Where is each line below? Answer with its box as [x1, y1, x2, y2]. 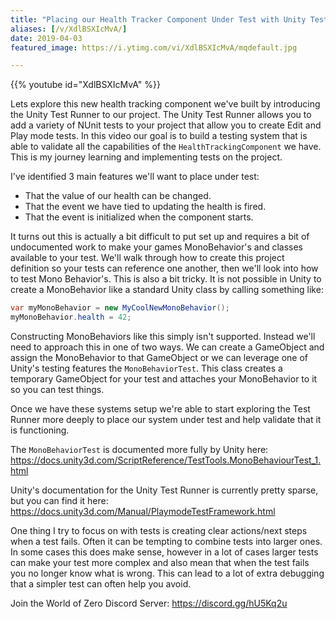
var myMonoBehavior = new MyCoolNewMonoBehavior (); [10, 303, 230, 313]
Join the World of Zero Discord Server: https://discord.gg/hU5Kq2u [10, 597, 288, 609]
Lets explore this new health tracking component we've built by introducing [10, 98, 321, 110]
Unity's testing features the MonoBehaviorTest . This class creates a [10, 362, 283, 374]
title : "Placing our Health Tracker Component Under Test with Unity [10, 14, 307, 25]
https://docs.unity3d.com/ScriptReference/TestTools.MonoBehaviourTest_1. [10, 454, 322, 466]
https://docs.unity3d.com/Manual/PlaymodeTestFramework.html [10, 506, 276, 517]
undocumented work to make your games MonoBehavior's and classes [10, 241, 303, 253]
